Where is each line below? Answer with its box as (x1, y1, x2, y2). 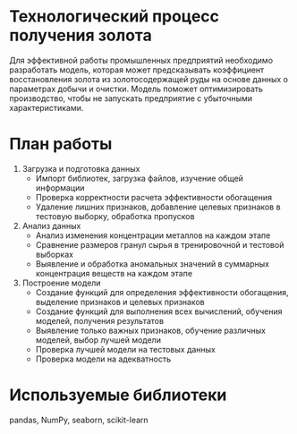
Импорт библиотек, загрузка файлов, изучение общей (35, 173, 244, 183)
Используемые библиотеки (9, 385, 227, 405)
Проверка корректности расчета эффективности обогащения (35, 191, 273, 202)
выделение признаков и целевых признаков (35, 296, 206, 307)
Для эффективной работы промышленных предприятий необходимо (9, 55, 274, 65)
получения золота (9, 25, 152, 46)
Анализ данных (21, 220, 81, 231)
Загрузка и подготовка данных (21, 163, 140, 174)
